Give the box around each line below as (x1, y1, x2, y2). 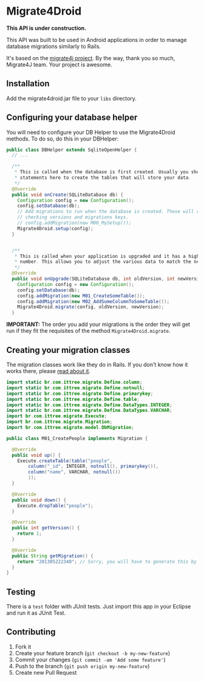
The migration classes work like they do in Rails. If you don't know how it (6, 361, 188, 368)
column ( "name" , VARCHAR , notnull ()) (28, 469, 121, 475)
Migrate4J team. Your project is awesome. (6, 61, 112, 68)
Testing (6, 586, 36, 597)
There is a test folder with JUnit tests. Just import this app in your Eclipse (6, 603, 191, 610)
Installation (6, 78, 50, 89)
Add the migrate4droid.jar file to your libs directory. (6, 94, 137, 102)
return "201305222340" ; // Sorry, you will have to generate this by (17, 558, 197, 565)
